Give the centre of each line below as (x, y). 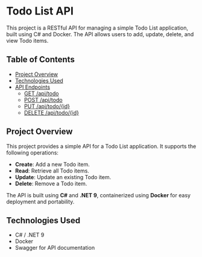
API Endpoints (32, 87)
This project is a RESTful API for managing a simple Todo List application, (97, 28)
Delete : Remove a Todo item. (51, 183)
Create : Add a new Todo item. (52, 164)
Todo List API (40, 11)
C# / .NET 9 (30, 235)
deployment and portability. (40, 201)
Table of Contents (41, 59)
